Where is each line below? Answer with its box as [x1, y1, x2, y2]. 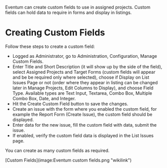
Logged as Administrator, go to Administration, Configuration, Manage [12, 53, 157, 59]
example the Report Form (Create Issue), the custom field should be [12, 111, 152, 117]
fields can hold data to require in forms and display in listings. [5, 9, 132, 15]
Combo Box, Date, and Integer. [12, 95, 76, 101]
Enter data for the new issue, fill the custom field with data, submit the [12, 122, 157, 128]
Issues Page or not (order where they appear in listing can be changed [12, 79, 158, 85]
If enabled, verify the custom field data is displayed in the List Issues [12, 132, 154, 139]
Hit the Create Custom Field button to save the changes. [12, 101, 128, 107]
